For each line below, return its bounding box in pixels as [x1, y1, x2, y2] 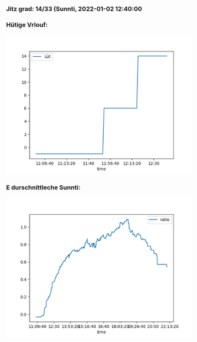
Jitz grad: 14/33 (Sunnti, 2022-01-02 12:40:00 [6, 5, 143, 13]
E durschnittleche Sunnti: [6, 183, 81, 192]
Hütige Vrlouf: [6, 20, 48, 28]
